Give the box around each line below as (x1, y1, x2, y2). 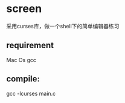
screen (6, 2, 42, 16)
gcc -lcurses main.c (6, 90, 56, 97)
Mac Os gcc (6, 56, 37, 63)
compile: (6, 74, 40, 84)
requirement (6, 40, 54, 51)
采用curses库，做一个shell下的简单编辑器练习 (6, 22, 120, 30)
